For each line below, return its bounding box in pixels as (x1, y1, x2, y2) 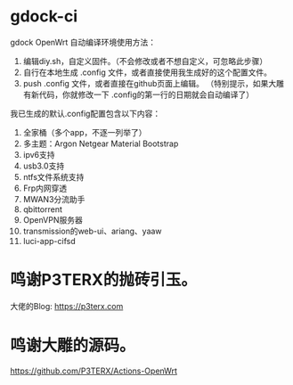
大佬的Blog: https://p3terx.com (10, 300, 124, 311)
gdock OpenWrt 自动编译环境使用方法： (10, 37, 157, 47)
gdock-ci (10, 6, 78, 27)
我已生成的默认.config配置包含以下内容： (10, 108, 161, 119)
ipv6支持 (22, 149, 56, 160)
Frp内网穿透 (22, 183, 68, 193)
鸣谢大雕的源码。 (10, 336, 136, 356)
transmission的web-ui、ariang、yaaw (22, 225, 163, 236)
